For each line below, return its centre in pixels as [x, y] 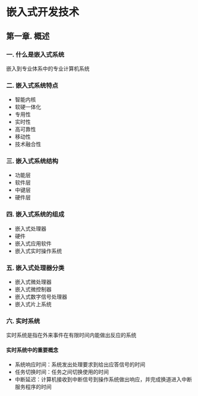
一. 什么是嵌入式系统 [35, 54]
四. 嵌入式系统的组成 [35, 214]
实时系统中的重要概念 [32, 350]
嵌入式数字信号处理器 [41, 297]
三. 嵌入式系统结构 [32, 161]
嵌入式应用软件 [33, 243]
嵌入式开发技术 [43, 12]
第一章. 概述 [28, 36]
